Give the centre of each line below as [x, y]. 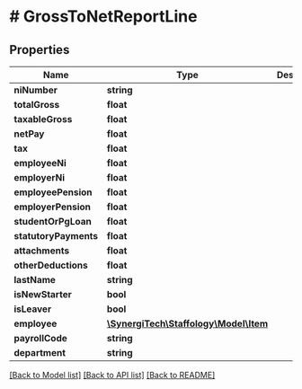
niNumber [36, 90]
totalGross [37, 105]
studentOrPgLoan [53, 221]
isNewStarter [43, 294]
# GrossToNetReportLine [103, 17]
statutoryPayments [56, 236]
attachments [42, 251]
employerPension [53, 207]
